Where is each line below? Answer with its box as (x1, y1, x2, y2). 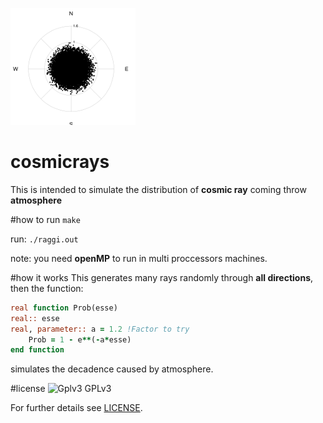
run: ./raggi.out (10, 233, 79, 245)
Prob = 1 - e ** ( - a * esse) (28, 334, 132, 345)
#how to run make (10, 213, 81, 225)
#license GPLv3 (10, 383, 112, 395)
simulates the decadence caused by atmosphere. (10, 363, 214, 375)
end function (10, 345, 65, 355)
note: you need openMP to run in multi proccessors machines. (10, 252, 268, 264)
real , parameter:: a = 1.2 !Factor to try (10, 324, 190, 334)
